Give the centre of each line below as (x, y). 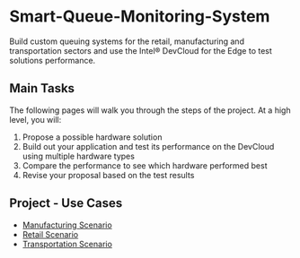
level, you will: (35, 119)
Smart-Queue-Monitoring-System (140, 17)
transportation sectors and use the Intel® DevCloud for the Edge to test (141, 50)
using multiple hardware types (78, 156)
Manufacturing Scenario (67, 225)
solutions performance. (53, 60)
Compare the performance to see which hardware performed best (145, 165)
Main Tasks (42, 88)
